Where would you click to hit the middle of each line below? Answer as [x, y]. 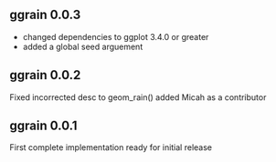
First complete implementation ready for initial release [111, 147]
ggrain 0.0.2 [45, 75]
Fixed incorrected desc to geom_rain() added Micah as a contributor [138, 97]
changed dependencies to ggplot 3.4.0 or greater [116, 36]
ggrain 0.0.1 [43, 126]
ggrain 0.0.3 [45, 15]
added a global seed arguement [83, 46]
